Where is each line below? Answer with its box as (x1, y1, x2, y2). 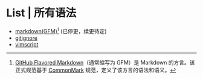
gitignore (14, 34, 38, 42)
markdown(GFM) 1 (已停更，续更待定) (14, 26, 107, 34)
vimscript (14, 40, 39, 48)
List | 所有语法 (6, 6, 77, 20)
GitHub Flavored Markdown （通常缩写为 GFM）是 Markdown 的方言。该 (14, 58, 195, 66)
